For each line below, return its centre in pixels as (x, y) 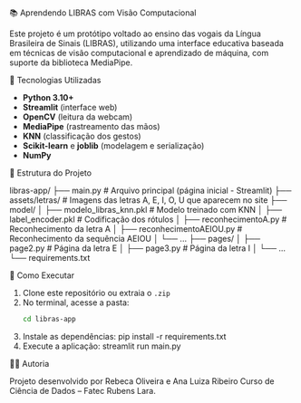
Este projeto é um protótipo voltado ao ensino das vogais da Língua (135, 34)
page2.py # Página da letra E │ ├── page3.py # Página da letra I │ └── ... (148, 248)
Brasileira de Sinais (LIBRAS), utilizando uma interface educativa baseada (146, 43)
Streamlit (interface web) (70, 107)
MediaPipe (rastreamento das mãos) (91, 126)
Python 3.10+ (48, 97)
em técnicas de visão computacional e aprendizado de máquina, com (139, 53)
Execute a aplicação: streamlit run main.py (102, 346)
